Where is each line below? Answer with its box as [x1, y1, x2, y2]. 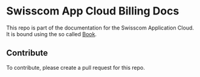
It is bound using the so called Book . [6, 30, 97, 37]
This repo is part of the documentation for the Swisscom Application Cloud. [6, 24, 195, 31]
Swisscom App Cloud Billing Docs [6, 4, 179, 18]
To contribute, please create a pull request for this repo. [6, 64, 145, 71]
